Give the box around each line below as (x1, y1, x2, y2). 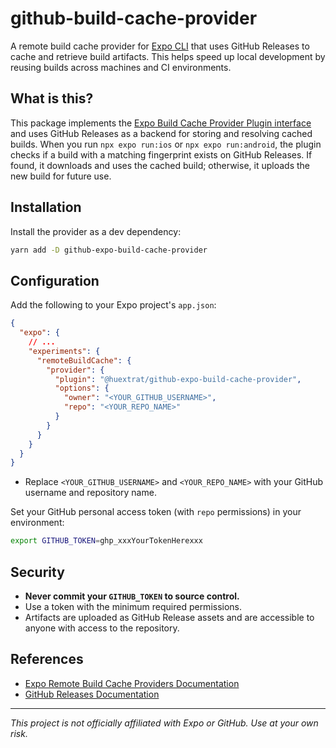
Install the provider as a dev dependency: (10, 225, 182, 237)
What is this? (10, 90, 94, 107)
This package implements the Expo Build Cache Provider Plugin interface (10, 117, 312, 129)
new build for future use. (10, 170, 112, 182)
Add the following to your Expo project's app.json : (10, 299, 217, 311)
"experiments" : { (28, 346, 101, 356)
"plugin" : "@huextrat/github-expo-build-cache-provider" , (54, 374, 302, 384)
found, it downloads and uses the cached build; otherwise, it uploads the (10, 159, 310, 171)
